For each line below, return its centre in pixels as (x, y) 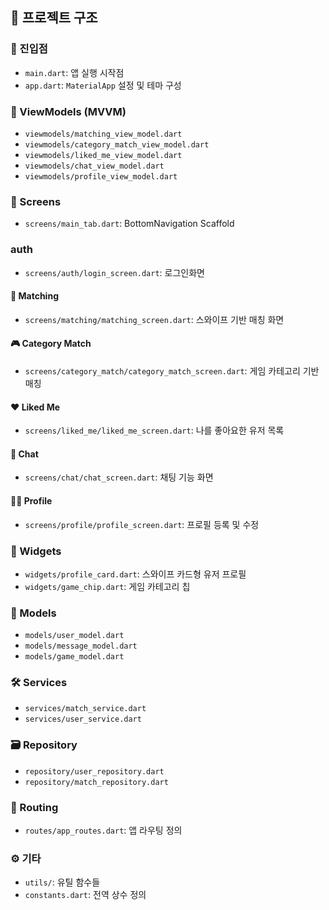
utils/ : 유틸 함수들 (62, 882)
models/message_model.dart (81, 646)
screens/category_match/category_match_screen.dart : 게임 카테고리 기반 (172, 370)
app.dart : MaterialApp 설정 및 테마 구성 (103, 85)
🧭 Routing (34, 807)
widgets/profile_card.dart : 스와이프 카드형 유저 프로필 (135, 574)
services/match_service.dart (85, 709)
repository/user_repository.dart (94, 771)
